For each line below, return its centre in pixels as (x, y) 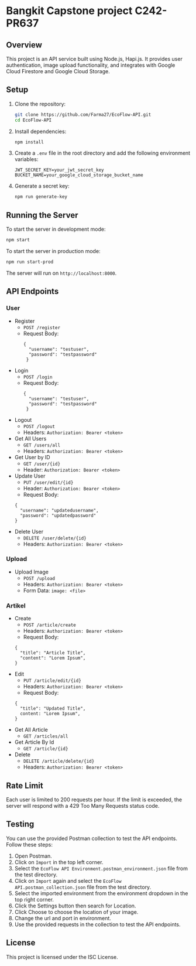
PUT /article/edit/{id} (52, 681)
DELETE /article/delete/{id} (59, 762)
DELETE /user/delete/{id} (55, 538)
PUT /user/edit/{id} (48, 482)
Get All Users (30, 438)
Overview (24, 45)
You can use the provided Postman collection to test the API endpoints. (92, 838)
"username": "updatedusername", (59, 510)
